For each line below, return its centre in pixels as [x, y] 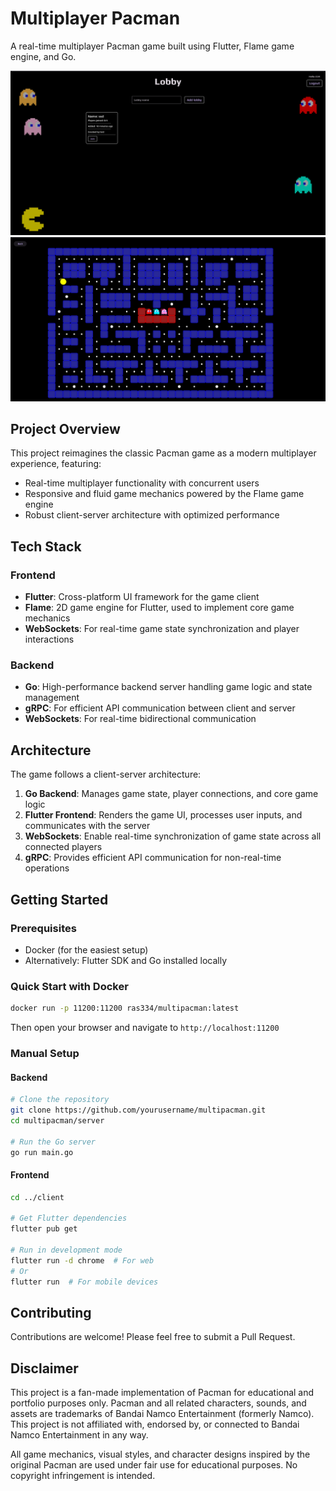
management [52, 698]
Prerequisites [43, 928]
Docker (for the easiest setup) [86, 949]
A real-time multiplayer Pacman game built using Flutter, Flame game [152, 46]
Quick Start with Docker [69, 986]
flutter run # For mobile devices [84, 1282]
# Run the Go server [53, 1142]
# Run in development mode [66, 1250]
